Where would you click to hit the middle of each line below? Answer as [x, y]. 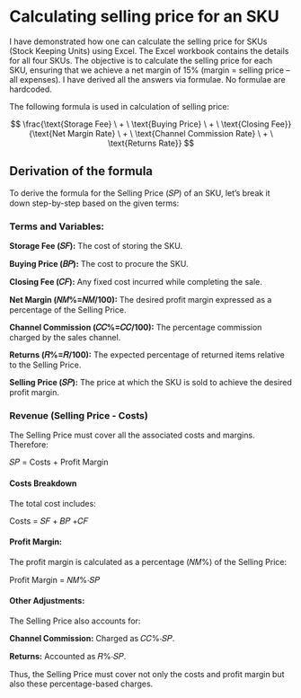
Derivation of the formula [81, 171]
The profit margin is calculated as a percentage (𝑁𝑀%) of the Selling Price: [148, 561]
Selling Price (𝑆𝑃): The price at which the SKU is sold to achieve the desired [150, 383]
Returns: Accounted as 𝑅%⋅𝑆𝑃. [68, 656]
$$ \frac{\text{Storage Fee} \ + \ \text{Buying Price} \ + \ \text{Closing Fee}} [151, 124]
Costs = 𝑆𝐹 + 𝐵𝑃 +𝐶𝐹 [49, 521]
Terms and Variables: [57, 226]
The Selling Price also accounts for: [75, 621]
